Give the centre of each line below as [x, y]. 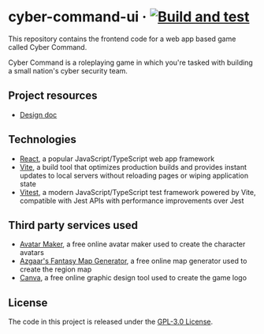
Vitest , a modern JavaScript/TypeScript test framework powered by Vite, [138, 192]
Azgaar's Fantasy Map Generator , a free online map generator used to [133, 261]
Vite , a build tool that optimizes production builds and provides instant [133, 167]
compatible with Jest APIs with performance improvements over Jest [132, 201]
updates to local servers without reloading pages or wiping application [134, 175]
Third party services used [73, 225]
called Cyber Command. [48, 47]
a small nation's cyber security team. [68, 70]
